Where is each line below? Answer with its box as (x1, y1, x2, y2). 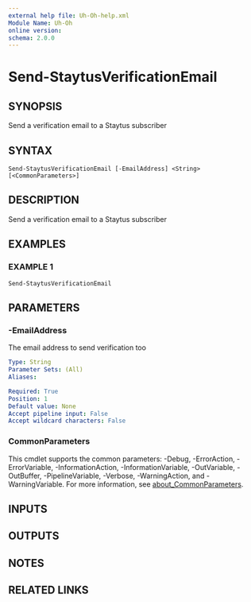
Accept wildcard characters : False (8, 417, 126, 425)
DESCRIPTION (8, 193, 79, 207)
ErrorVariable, (8, 462, 54, 472)
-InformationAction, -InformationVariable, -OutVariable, (55, 462, 236, 472)
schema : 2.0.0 (8, 33, 56, 42)
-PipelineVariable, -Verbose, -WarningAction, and (43, 471, 205, 480)
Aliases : (8, 373, 37, 381)
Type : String (8, 359, 52, 367)
